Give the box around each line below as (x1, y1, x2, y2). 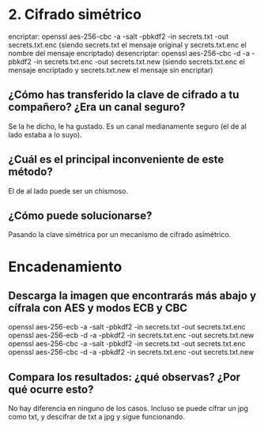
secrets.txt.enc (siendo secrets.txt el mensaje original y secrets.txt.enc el (8, 40, 247, 49)
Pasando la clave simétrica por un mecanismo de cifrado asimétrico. (8, 230, 232, 239)
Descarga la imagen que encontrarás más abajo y (8, 288, 257, 302)
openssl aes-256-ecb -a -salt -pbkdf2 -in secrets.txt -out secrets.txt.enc (8, 322, 247, 332)
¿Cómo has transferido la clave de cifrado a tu (8, 88, 239, 102)
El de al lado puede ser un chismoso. (8, 186, 129, 195)
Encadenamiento (8, 258, 123, 276)
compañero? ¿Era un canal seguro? (8, 100, 186, 114)
